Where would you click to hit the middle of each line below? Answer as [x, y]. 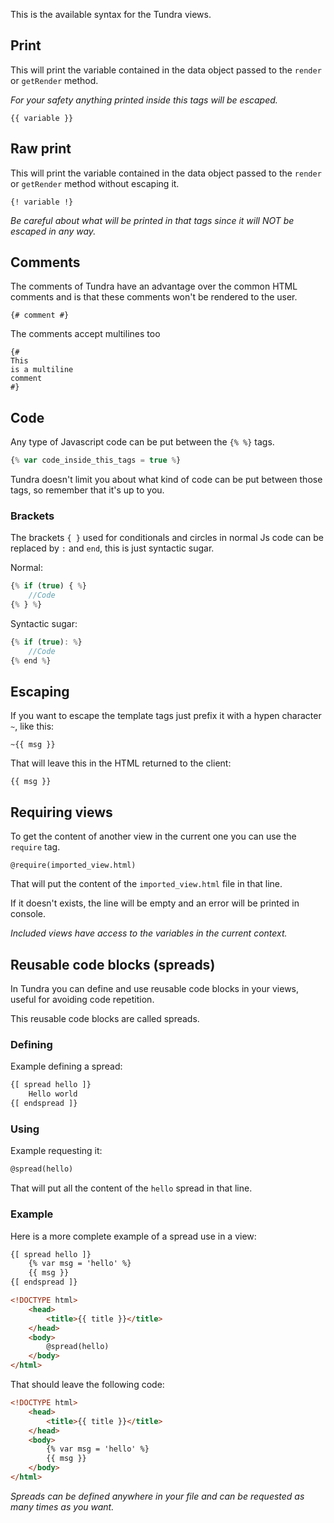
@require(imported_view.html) [73, 865]
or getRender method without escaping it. [95, 183]
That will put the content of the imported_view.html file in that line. [146, 884]
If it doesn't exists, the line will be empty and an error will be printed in [155, 903]
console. [28, 914]
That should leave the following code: [87, 1384]
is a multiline [42, 370]
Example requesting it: [56, 1151]
